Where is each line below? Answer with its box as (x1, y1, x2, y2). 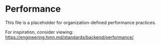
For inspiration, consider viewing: (5, 29, 74, 35)
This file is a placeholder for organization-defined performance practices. (5, 20, 157, 25)
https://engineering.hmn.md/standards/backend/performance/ (5, 34, 134, 40)
